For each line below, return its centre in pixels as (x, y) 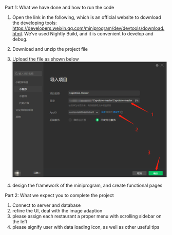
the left (20, 222)
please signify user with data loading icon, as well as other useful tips (86, 227)
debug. (20, 39)
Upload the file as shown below (45, 59)
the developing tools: (34, 23)
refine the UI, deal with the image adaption (57, 211)
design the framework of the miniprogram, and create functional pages (87, 185)
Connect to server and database (46, 205)
